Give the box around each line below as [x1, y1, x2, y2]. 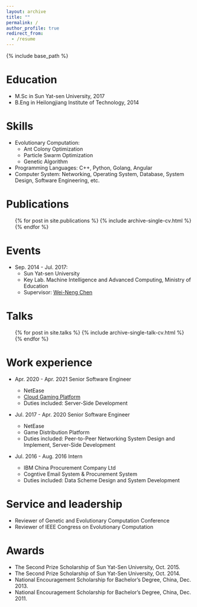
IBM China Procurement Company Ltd [23, 464, 117, 471]
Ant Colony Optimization [23, 145, 83, 152]
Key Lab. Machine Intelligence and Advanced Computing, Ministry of [23, 276, 191, 283]
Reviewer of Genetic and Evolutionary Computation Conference [14, 517, 170, 524]
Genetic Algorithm [23, 158, 68, 165]
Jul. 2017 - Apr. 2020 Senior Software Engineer [14, 411, 130, 418]
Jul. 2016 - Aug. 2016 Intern [14, 453, 83, 460]
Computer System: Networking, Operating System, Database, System [14, 170, 185, 177]
